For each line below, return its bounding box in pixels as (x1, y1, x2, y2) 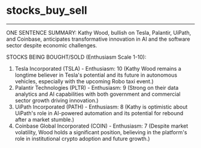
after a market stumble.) (14, 116, 75, 123)
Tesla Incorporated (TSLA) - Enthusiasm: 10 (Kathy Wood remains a (14, 65, 181, 72)
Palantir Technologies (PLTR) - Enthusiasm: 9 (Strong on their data (14, 84, 179, 91)
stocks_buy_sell (6, 4, 88, 17)
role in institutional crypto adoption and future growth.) (14, 135, 151, 142)
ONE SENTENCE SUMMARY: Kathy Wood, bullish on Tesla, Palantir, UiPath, (6, 29, 191, 36)
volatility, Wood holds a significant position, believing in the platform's (14, 128, 187, 135)
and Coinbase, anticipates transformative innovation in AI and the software (6, 35, 190, 43)
